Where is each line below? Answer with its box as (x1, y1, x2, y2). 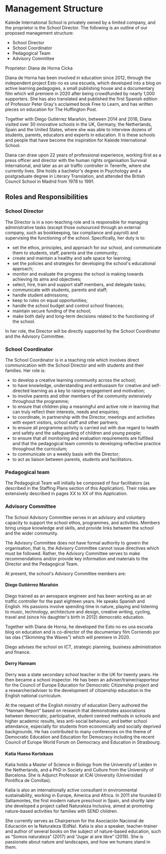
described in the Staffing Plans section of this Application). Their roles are (5, 485, 156, 491)
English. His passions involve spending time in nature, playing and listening (5, 603, 159, 609)
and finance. (5, 649, 31, 655)
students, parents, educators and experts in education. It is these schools (5, 132, 155, 138)
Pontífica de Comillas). (5, 777, 52, 783)
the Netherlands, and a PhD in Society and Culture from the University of (5, 767, 154, 773)
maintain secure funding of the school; (12, 308, 92, 313)
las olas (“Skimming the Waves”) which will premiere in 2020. (5, 634, 130, 640)
